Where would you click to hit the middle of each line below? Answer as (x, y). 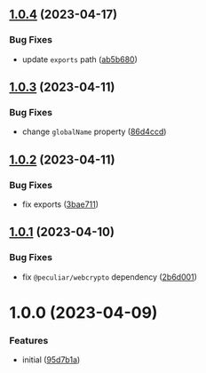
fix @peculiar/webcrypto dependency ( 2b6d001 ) (110, 277)
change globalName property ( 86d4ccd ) (94, 131)
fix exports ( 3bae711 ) (60, 204)
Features (29, 340)
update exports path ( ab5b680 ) (79, 59)
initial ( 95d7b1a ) (51, 360)
